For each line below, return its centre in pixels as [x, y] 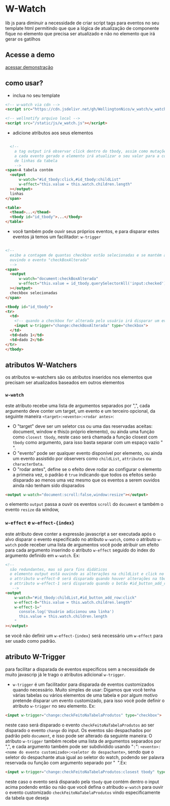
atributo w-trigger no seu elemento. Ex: [54, 706]
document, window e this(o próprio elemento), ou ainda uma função [83, 431]
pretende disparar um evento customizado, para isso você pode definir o [89, 701]
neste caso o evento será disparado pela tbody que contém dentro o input [82, 782]
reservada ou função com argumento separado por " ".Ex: [66, 762]
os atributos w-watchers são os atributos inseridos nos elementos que [79, 377]
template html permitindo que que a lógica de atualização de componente [82, 28]
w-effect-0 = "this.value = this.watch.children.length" [73, 602]
